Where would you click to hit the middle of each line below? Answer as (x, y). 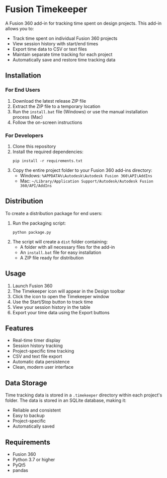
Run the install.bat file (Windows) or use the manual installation (80, 111)
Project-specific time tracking (43, 351)
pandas (20, 470)
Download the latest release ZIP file (49, 101)
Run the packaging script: (39, 223)
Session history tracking (37, 346)
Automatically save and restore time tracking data (64, 59)
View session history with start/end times (55, 43)
